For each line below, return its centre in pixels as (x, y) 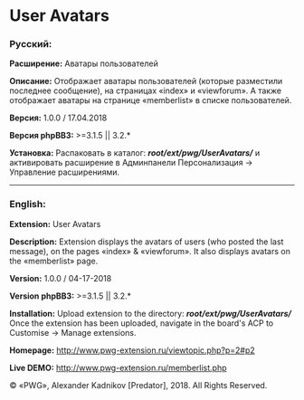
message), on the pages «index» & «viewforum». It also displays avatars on (150, 251)
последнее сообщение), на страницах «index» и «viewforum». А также (146, 90)
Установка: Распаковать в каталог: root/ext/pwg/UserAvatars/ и (135, 153)
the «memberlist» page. (54, 261)
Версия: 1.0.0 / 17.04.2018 (58, 118)
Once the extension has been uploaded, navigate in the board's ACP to (142, 323)
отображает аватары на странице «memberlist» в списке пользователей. (151, 100)
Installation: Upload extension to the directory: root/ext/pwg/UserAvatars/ (151, 313)
